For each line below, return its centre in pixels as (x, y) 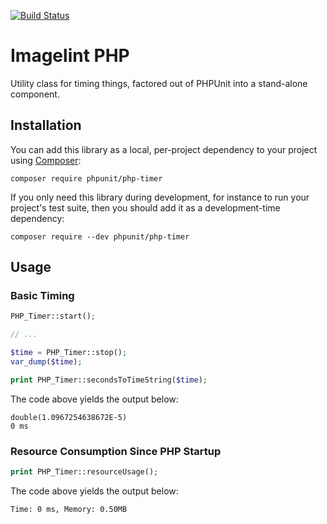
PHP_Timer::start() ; (53, 316)
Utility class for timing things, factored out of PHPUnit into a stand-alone (159, 83)
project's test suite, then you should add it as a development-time (145, 207)
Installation (46, 125)
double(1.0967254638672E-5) (69, 417)
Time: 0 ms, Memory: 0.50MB (69, 509)
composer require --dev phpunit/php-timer (100, 236)
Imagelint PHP (70, 56)
